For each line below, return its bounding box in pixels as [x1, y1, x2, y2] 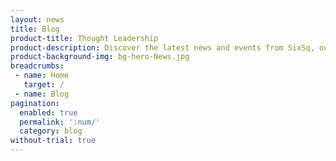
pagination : [10, 98, 60, 108]
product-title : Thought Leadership [10, 33, 159, 43]
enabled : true [19, 107, 78, 118]
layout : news [10, 14, 65, 25]
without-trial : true [10, 136, 97, 146]
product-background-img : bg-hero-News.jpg [10, 52, 190, 62]
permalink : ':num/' [19, 117, 101, 127]
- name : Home [14, 71, 70, 81]
